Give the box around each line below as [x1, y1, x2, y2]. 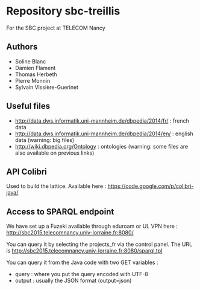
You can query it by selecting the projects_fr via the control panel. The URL [6, 240, 193, 248]
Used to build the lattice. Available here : [6, 182, 107, 190]
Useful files [6, 101, 50, 111]
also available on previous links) [14, 149, 95, 156]
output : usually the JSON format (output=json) [14, 277, 132, 285]
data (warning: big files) [14, 136, 75, 143]
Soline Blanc [14, 57, 46, 65]
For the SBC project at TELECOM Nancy [6, 24, 105, 31]
